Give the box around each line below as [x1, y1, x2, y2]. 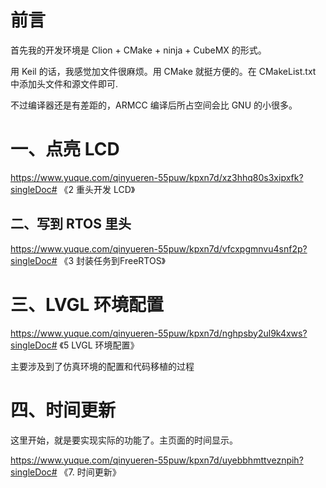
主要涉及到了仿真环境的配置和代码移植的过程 [10, 360, 195, 372]
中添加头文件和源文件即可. [10, 77, 119, 90]
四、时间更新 [10, 399, 117, 421]
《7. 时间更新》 [59, 466, 122, 478]
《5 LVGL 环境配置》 [59, 339, 140, 351]
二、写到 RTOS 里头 [10, 216, 132, 233]
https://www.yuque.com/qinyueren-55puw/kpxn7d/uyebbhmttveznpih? [10, 454, 304, 466]
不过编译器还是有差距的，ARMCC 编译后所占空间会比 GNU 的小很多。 [10, 99, 298, 111]
